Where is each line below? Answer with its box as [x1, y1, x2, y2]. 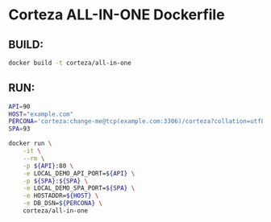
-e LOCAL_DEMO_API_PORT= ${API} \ [23, 169, 135, 178]
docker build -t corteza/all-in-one [8, 59, 131, 67]
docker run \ [8, 139, 52, 148]
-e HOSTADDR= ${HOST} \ [23, 191, 99, 200]
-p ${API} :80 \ [23, 162, 74, 170]
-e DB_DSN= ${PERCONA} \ [23, 199, 103, 208]
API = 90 [8, 102, 31, 110]
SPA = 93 [8, 125, 31, 134]
